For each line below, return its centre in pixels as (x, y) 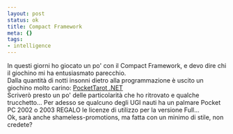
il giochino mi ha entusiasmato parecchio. (67, 73)
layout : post (26, 14)
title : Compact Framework (45, 26)
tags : (15, 40)
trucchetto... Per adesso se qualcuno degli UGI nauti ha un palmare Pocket (114, 102)
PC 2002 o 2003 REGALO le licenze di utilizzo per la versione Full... (103, 110)
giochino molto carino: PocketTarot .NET (65, 88)
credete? (20, 125)
